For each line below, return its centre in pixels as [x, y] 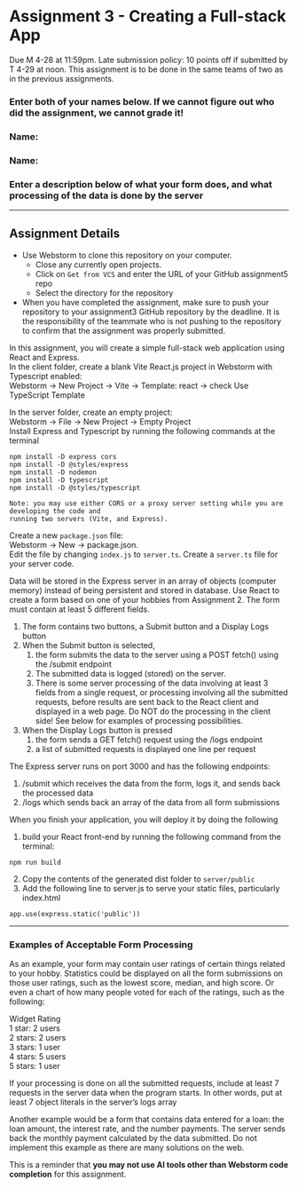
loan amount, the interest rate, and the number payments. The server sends [147, 1129]
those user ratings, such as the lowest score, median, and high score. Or [142, 983]
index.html [41, 898]
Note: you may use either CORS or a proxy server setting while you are [146, 503]
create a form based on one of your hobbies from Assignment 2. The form [145, 599]
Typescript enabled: [46, 376]
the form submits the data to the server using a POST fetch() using [157, 654]
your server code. [42, 563]
